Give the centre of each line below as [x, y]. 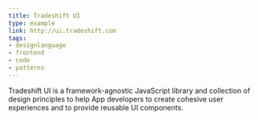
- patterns [26, 68]
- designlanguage [37, 46]
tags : [17, 38]
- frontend [26, 53]
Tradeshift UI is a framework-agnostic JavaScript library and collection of [129, 90]
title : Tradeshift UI [44, 16]
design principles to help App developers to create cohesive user [116, 99]
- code [19, 61]
